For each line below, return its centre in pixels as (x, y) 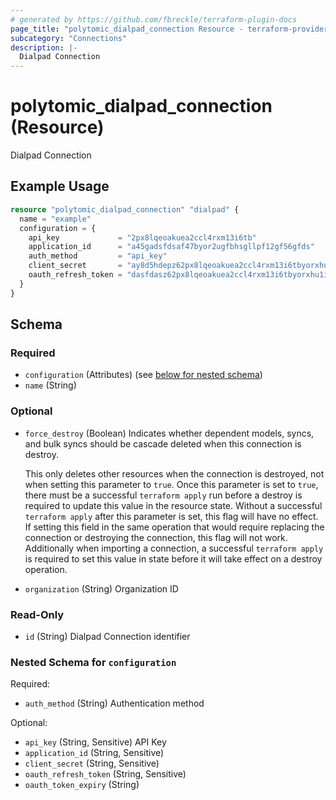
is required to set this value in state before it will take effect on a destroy (173, 558)
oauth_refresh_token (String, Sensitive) (105, 774)
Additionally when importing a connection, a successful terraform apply (174, 548)
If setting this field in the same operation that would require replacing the (174, 527)
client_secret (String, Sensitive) (92, 763)
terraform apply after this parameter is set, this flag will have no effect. (171, 516)
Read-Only (37, 614)
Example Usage (60, 186)
